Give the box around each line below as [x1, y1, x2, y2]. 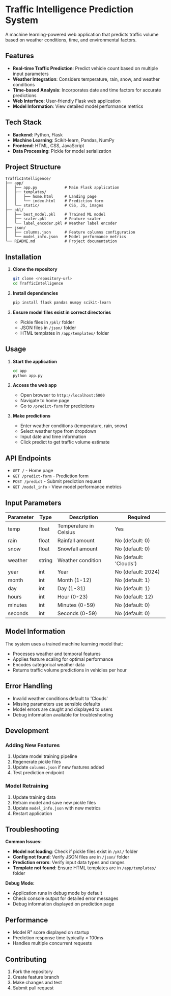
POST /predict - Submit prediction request [12, 478, 102, 484]
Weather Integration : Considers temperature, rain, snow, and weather [12, 76, 160, 82]
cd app [12, 368, 27, 374]
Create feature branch [12, 974, 60, 980]
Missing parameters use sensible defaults [12, 701, 100, 707]
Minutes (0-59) [57, 601, 96, 609]
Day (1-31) [57, 585, 85, 592]
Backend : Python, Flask [12, 131, 63, 137]
